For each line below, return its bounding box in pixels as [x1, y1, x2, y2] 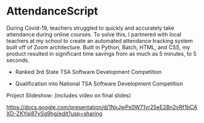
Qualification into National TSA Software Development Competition [15, 80, 183, 87]
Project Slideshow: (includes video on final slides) [6, 91, 132, 99]
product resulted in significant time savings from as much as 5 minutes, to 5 [6, 50, 197, 57]
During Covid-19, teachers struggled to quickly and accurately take [6, 24, 175, 32]
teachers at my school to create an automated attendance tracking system [6, 37, 193, 44]
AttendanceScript [6, 4, 99, 18]
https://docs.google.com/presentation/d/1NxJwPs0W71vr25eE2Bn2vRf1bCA [6, 103, 198, 110]
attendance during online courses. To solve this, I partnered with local [6, 30, 181, 38]
